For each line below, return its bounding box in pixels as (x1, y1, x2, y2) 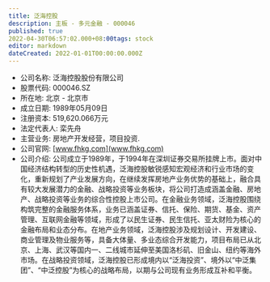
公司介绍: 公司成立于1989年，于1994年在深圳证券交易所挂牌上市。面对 (19, 154, 255, 163)
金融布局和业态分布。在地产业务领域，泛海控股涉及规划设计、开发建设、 (19, 224, 261, 234)
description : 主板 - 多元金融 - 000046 (8, 19, 136, 28)
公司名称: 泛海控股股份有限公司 (19, 73, 124, 82)
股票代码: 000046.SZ (19, 83, 91, 92)
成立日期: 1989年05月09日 (19, 103, 108, 113)
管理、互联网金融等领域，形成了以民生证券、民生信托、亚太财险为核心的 (19, 215, 261, 224)
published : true (8, 27, 63, 35)
